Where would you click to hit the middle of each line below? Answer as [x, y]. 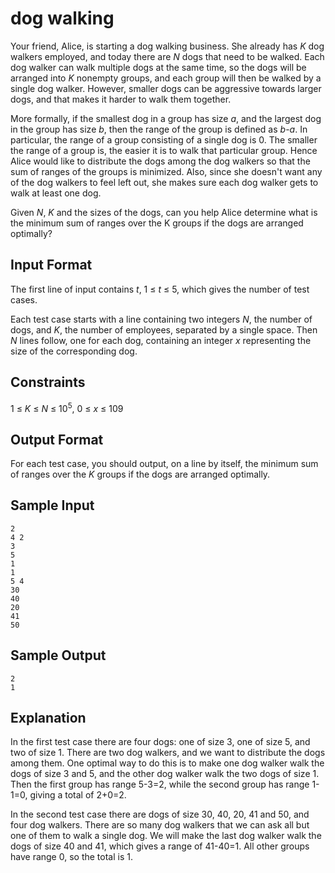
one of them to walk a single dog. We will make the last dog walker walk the [166, 836]
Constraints [48, 382]
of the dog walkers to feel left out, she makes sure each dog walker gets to [164, 182]
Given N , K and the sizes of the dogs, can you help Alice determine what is [164, 212]
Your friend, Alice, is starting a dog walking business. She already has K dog [167, 46]
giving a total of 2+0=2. [78, 795]
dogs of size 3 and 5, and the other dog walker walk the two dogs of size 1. [165, 774]
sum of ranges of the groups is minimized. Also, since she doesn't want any [166, 171]
